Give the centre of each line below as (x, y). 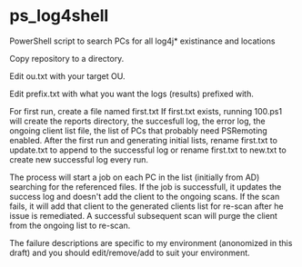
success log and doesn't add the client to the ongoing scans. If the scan (145, 196)
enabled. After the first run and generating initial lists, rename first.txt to (143, 140)
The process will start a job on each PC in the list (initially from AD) (135, 177)
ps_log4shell (59, 16)
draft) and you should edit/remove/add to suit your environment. (130, 252)
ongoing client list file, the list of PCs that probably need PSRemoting (139, 130)
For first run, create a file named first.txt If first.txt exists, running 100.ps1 (146, 111)
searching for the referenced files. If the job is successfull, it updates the (146, 186)
